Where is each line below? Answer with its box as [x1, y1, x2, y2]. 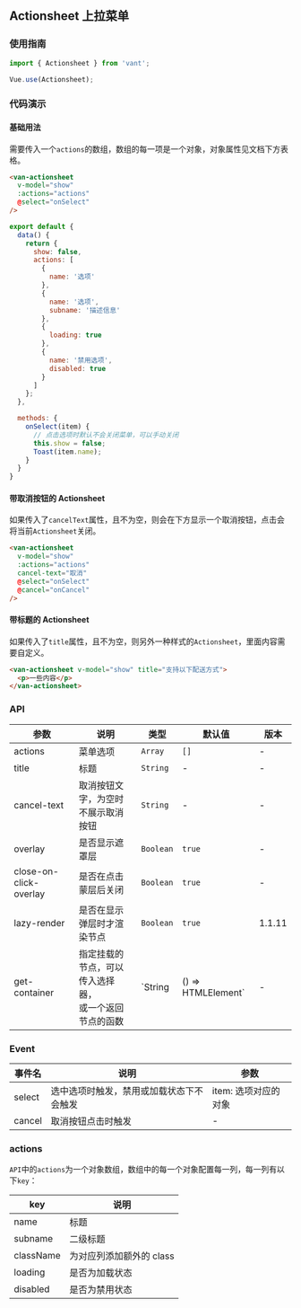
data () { [17, 230, 50, 240]
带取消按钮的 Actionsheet [9, 492, 106, 503]
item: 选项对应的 [211, 1084, 280, 1097]
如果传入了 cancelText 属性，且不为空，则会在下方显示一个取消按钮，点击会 [9, 515, 285, 526]
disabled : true [48, 364, 106, 373]
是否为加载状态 [69, 1267, 133, 1279]
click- [13, 876, 40, 888]
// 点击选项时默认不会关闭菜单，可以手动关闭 [32, 430, 179, 439]
